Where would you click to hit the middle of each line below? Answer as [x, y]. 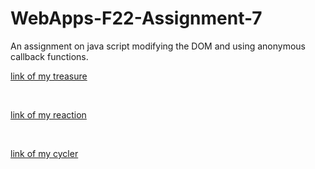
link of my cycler [44, 153]
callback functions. [49, 56]
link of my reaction [48, 114]
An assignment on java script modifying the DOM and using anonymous [158, 46]
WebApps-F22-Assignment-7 [136, 18]
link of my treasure [49, 76]
